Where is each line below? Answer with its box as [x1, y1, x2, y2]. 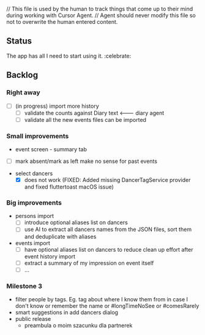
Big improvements [6, 198, 62, 207]
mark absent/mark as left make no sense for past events [15, 157, 158, 165]
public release [15, 315, 51, 323]
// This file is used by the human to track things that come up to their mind [6, 6, 193, 12]
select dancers [15, 170, 53, 177]
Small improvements [6, 132, 69, 140]
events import [15, 239, 51, 247]
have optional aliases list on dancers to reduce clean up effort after [24, 246, 194, 253]
